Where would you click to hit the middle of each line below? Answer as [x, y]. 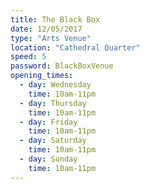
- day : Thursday [53, 103]
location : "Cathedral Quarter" [75, 47]
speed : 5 [28, 57]
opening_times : [42, 76]
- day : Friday [48, 122]
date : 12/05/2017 [46, 29]
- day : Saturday [53, 141]
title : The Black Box [55, 19]
